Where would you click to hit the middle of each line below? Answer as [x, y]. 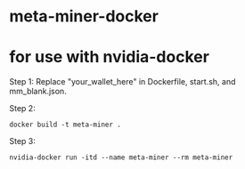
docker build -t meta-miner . [65, 125]
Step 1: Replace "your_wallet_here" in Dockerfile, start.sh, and [122, 82]
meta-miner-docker [84, 16]
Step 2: [22, 109]
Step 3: [22, 141]
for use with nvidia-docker [109, 57]
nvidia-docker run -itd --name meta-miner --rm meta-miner [121, 157]
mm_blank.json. [38, 92]
